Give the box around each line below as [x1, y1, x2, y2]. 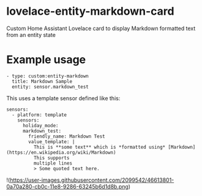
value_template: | [28, 138, 75, 145]
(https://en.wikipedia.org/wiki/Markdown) [6, 149, 116, 155]
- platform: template [12, 112, 67, 118]
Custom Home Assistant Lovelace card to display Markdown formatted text [6, 25, 196, 32]
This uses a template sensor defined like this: [6, 94, 121, 102]
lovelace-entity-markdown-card [6, 4, 174, 18]
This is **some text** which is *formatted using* [33, 144, 166, 150]
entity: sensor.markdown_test [12, 84, 89, 90]
